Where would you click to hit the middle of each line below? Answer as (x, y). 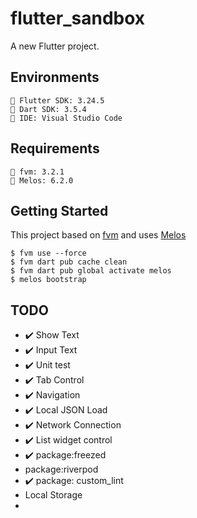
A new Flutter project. (55, 46)
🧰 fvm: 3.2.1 (37, 172)
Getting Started (59, 210)
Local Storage (53, 495)
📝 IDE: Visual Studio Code (66, 118)
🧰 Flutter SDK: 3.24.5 (57, 100)
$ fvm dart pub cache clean (69, 262)
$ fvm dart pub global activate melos (91, 271)
